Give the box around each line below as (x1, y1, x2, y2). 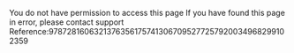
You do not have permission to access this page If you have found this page (9, 8, 285, 18)
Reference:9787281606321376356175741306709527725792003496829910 (9, 26, 285, 36)
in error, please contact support (9, 17, 124, 27)
